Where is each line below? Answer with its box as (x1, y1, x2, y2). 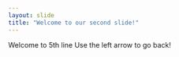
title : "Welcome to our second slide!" (8, 19, 140, 27)
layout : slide (8, 11, 55, 20)
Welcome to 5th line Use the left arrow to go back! (8, 40, 171, 49)
